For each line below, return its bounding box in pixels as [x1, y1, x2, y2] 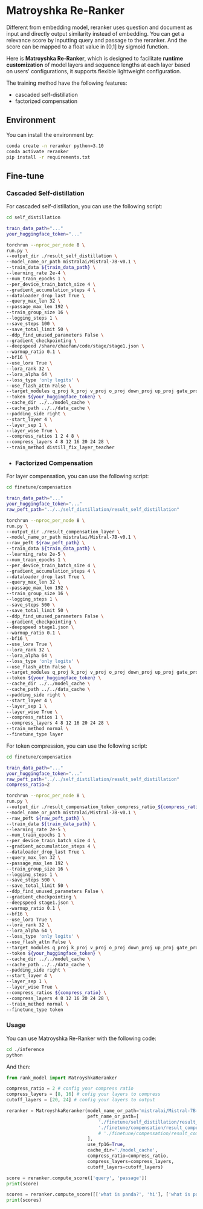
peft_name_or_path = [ [87, 1113, 139, 1119]
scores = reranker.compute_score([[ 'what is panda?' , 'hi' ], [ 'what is [6, 1191, 190, 1197]
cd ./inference [6, 1046, 45, 1052]
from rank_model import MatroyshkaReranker [6, 1075, 118, 1081]
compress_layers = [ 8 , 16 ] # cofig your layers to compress [6, 1091, 161, 1098]
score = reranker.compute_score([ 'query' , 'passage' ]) [6, 1175, 147, 1181]
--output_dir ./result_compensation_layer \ [6, 529, 120, 535]
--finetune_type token [6, 1006, 63, 1013]
